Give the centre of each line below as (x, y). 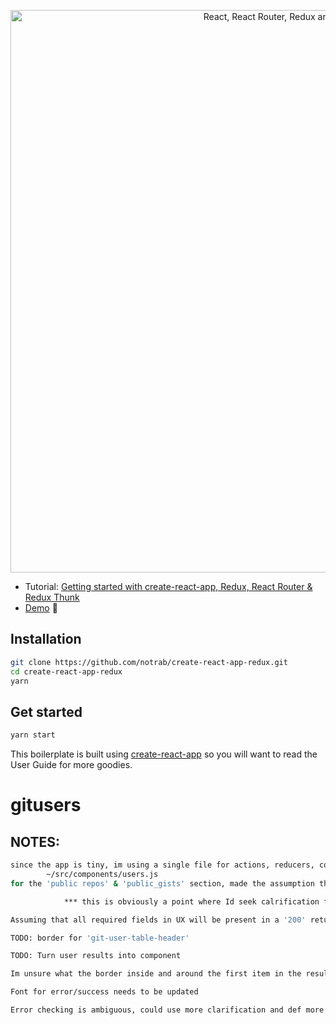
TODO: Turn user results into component (96, 956)
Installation (46, 639)
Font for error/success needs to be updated (104, 992)
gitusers (46, 805)
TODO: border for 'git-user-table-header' (100, 938)
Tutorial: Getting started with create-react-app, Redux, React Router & (168, 586)
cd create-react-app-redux (66, 671)
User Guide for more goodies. (71, 765)
